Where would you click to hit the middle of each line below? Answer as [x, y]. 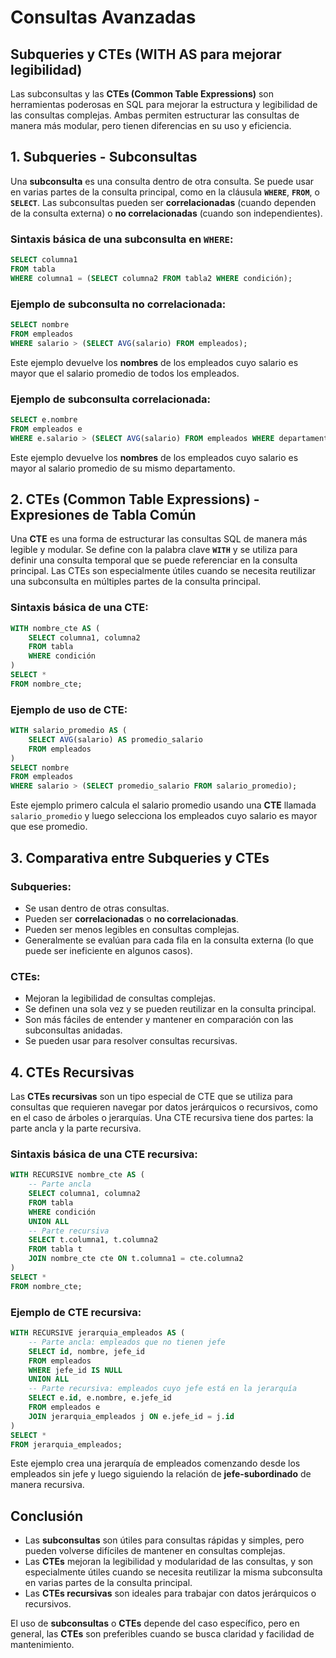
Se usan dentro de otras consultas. [97, 908]
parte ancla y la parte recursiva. [76, 1128]
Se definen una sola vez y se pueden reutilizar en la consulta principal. [170, 1009]
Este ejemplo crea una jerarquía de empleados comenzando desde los [155, 1463]
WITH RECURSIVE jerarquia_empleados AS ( [98, 1333]
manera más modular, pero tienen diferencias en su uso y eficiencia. [151, 125]
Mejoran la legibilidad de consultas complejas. [120, 998]
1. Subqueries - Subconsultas [104, 157]
